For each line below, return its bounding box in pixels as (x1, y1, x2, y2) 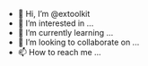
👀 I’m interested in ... (17, 18, 94, 29)
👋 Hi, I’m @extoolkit (17, 9, 91, 19)
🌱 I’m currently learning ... (17, 28, 114, 37)
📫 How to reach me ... (17, 47, 101, 57)
